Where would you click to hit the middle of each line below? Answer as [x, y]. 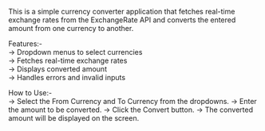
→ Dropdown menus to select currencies [75, 52]
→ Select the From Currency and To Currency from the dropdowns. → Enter [132, 101]
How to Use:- [30, 93]
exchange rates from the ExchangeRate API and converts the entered [122, 20]
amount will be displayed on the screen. [74, 118]
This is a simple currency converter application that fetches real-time [122, 12]
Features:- [25, 44]
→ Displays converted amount [58, 69]
